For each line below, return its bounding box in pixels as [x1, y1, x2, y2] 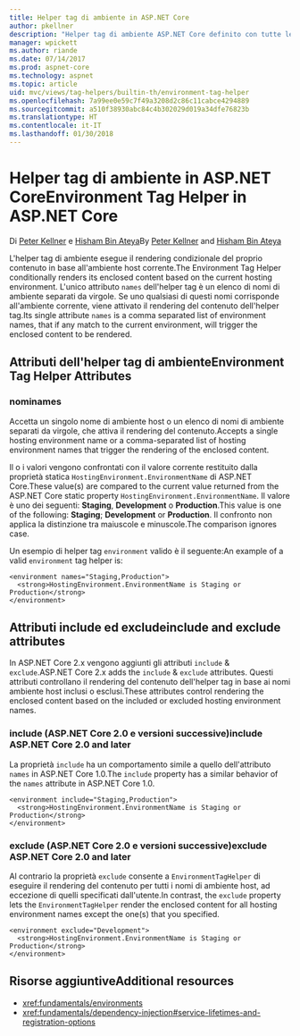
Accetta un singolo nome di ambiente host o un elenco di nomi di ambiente [9, 416, 284, 426]
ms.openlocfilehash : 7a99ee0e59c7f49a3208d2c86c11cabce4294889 [9, 96, 250, 105]
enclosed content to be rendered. [9, 328, 132, 340]
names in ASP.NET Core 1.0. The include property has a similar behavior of [9, 768, 279, 779]
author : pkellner [9, 21, 74, 30]
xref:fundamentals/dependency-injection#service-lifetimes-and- [21, 1007, 261, 1017]
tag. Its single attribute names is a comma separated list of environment [9, 309, 266, 320]
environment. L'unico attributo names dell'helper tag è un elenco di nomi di [9, 281, 280, 291]
